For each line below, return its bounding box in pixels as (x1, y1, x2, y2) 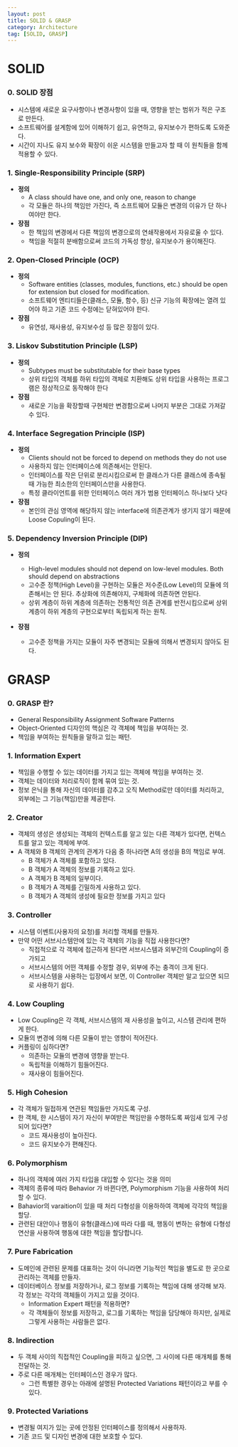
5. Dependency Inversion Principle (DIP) (7, 533, 148, 543)
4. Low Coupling (7, 999, 65, 1009)
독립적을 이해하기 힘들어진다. (28, 1060, 109, 1069)
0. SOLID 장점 (7, 88, 53, 97)
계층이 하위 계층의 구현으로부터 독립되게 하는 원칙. (28, 608, 167, 616)
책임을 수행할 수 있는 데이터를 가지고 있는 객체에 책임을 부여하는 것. (17, 768, 204, 776)
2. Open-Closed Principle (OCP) (7, 255, 119, 265)
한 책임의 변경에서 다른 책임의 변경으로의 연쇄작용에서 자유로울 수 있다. (28, 228, 224, 237)
